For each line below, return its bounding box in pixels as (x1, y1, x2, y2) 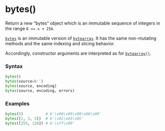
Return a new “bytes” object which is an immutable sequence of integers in (5, 20, 160, 26)
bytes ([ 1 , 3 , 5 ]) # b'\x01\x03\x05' (5, 116, 84, 121)
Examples (5, 100, 30, 107)
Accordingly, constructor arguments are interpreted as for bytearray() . (5, 50, 151, 56)
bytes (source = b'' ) (5, 79, 43, 84)
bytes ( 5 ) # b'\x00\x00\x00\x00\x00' (5, 111, 101, 116)
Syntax (5, 63, 23, 70)
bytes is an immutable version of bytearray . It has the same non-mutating (5, 35, 156, 41)
